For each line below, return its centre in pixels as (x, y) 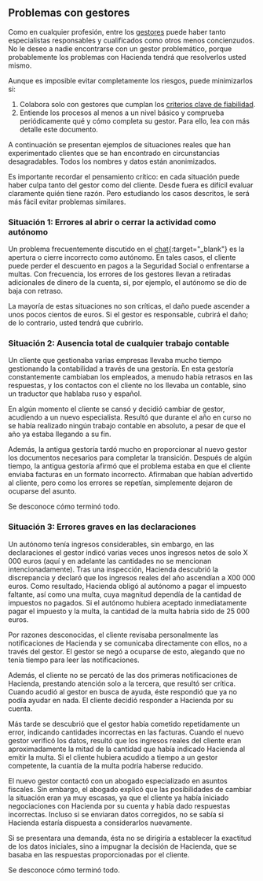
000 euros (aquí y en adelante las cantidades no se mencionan (110, 561)
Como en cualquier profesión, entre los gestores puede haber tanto (117, 31)
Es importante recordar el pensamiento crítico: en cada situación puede (124, 176)
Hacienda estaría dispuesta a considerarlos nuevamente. (100, 823)
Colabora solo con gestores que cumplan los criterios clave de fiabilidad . (137, 104)
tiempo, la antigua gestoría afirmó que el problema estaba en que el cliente (130, 466)
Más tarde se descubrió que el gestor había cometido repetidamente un (124, 724)
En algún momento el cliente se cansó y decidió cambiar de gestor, (117, 409)
